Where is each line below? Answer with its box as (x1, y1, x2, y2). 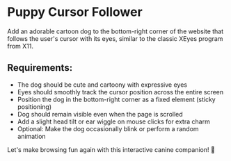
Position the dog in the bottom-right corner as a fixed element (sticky (17, 95, 216, 103)
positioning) (17, 102, 52, 111)
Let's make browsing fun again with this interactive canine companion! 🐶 (7, 145, 216, 153)
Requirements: (7, 62, 73, 74)
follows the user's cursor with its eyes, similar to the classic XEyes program (7, 34, 223, 42)
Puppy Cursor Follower (7, 4, 143, 20)
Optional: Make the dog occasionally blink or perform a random (17, 124, 200, 133)
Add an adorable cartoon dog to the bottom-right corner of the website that (7, 27, 224, 35)
